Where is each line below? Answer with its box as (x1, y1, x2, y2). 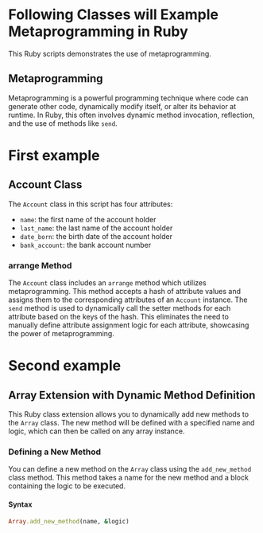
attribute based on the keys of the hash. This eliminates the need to (8, 312, 229, 322)
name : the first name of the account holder (19, 214, 157, 224)
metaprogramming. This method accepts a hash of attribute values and (8, 287, 241, 296)
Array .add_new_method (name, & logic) (8, 517, 130, 525)
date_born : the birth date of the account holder (19, 231, 173, 241)
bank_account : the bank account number (19, 240, 152, 249)
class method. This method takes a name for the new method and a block (8, 472, 249, 483)
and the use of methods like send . (8, 118, 118, 128)
